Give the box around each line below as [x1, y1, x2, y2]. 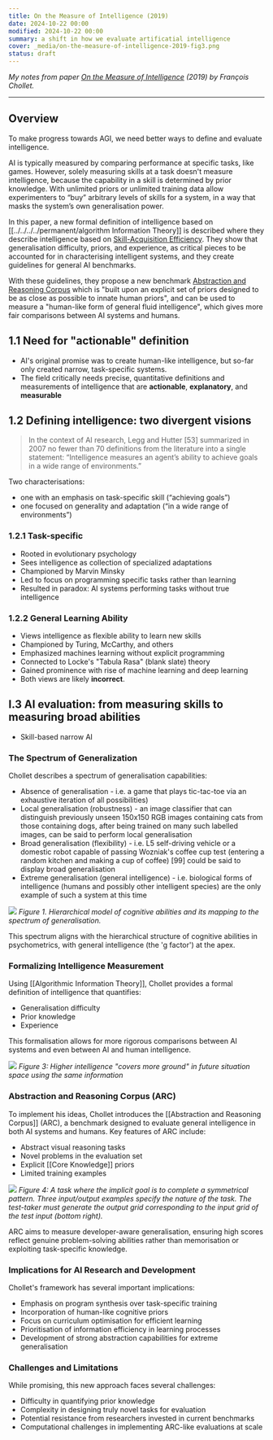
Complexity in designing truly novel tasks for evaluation [19, 1405, 206, 1415]
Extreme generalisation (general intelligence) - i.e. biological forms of [19, 873, 253, 883]
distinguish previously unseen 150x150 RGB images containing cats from [19, 813, 263, 823]
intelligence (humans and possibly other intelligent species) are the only [19, 882, 262, 892]
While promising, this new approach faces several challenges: [8, 1381, 216, 1390]
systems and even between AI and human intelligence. [8, 1045, 192, 1054]
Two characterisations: [8, 477, 85, 487]
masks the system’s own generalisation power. [8, 201, 164, 211]
